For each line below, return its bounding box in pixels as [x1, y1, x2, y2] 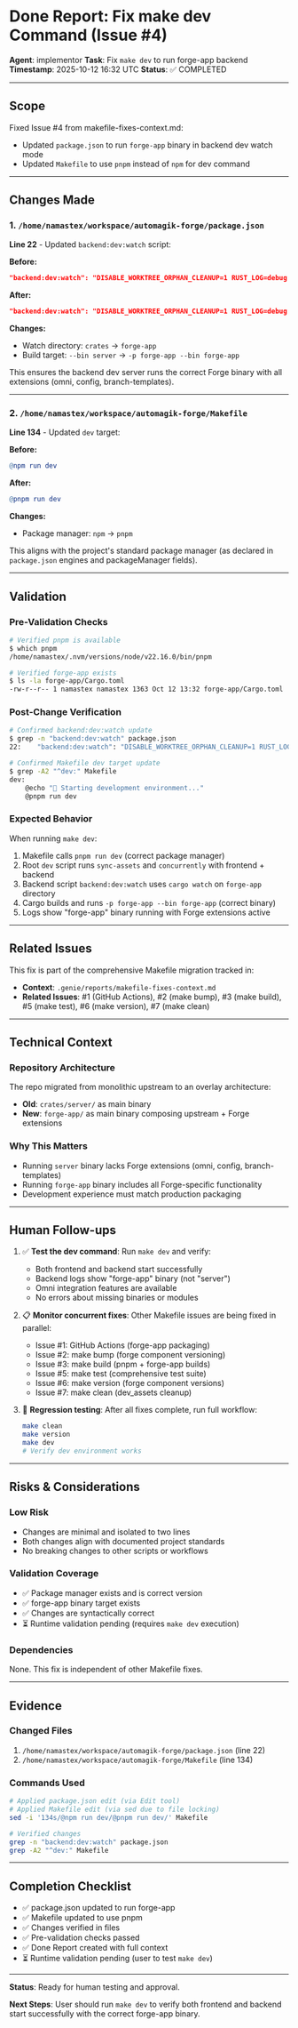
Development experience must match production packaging [21, 1189, 242, 1199]
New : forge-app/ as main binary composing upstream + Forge [21, 1109, 250, 1119]
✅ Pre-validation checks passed [21, 1932, 140, 1944]
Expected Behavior [9, 813, 93, 825]
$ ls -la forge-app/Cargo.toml [9, 677, 125, 685]
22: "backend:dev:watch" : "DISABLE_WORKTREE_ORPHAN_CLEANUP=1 [9, 742, 255, 752]
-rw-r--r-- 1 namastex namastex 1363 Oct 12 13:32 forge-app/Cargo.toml [9, 685, 284, 694]
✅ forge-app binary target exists [21, 1598, 141, 1608]
